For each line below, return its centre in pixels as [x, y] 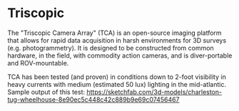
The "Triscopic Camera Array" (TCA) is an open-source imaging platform [115, 33]
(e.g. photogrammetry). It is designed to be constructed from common [111, 48]
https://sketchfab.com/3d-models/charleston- [154, 92]
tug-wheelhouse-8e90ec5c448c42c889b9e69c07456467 [93, 99]
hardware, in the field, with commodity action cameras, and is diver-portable [120, 55]
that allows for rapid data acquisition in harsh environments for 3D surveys [117, 40]
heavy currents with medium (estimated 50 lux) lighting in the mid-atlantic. [117, 84]
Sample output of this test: [46, 92]
